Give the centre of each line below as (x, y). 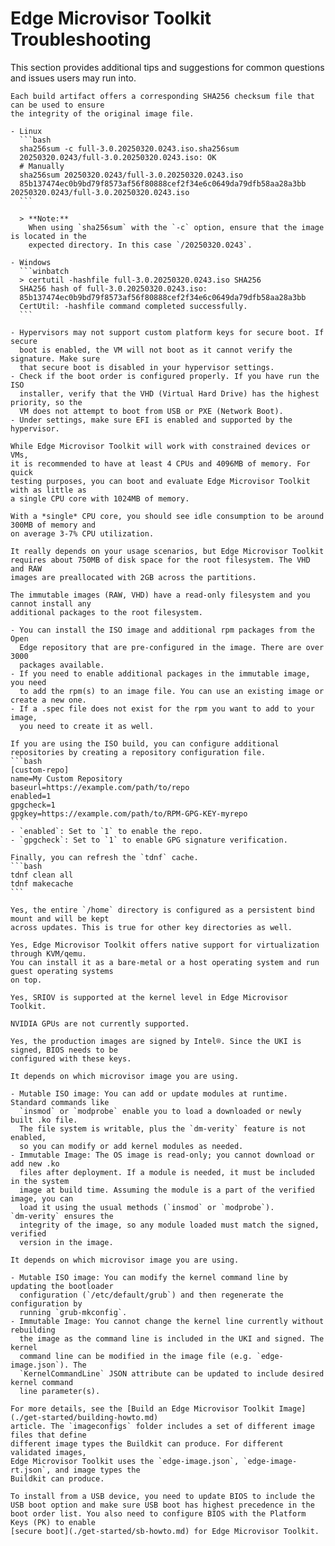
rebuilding (33, 1330)
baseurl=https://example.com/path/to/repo (100, 787)
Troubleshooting (81, 39)
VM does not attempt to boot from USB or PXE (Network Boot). (151, 411)
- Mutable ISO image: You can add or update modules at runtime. (149, 1093)
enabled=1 (31, 796)
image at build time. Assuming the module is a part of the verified (167, 1190)
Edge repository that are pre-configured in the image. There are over (172, 647)
